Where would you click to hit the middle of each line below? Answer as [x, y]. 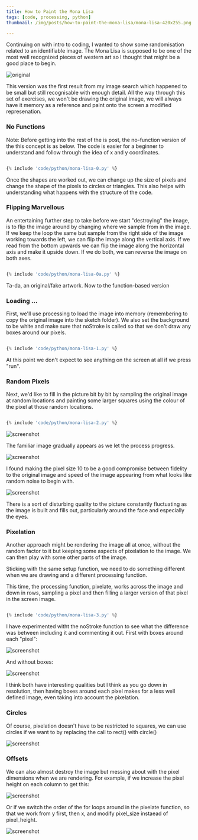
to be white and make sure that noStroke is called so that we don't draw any [98, 327]
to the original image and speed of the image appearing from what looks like [99, 475]
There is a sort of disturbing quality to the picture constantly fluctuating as [97, 504]
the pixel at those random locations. [50, 407]
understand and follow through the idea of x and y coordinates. [83, 152]
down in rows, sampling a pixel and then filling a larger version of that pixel [97, 593]
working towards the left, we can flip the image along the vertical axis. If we [98, 239]
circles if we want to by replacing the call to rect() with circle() [82, 732]
